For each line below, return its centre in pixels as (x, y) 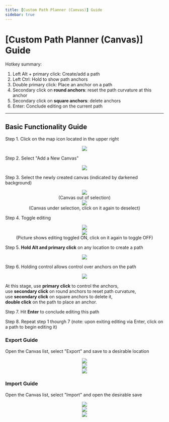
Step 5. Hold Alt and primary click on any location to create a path (74, 247)
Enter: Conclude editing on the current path (58, 106)
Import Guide (22, 384)
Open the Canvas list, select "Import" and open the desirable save (74, 395)
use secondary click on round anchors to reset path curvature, (71, 291)
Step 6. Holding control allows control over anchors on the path (71, 267)
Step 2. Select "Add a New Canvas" (42, 158)
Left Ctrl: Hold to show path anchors (50, 79)
